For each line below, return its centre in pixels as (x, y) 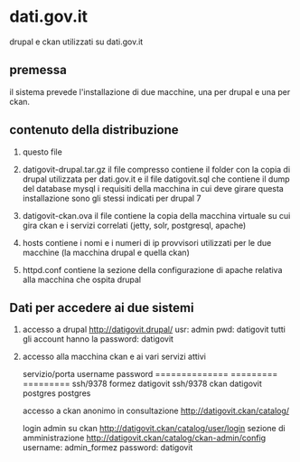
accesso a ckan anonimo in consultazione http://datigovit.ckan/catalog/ (156, 411)
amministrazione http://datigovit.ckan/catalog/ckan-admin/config (144, 438)
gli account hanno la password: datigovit (98, 339)
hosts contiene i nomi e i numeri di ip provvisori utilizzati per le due (147, 242)
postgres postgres (56, 393)
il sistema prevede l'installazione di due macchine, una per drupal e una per (150, 91)
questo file (42, 152)
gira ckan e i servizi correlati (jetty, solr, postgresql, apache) (134, 225)
